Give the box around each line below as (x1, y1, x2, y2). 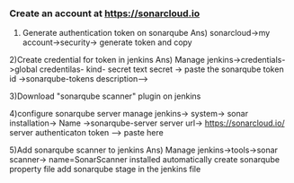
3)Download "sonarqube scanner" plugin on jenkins (9, 91, 201, 101)
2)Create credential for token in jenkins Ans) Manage (9, 55, 205, 65)
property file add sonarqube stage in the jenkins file (9, 164, 201, 175)
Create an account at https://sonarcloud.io (9, 7, 200, 20)
